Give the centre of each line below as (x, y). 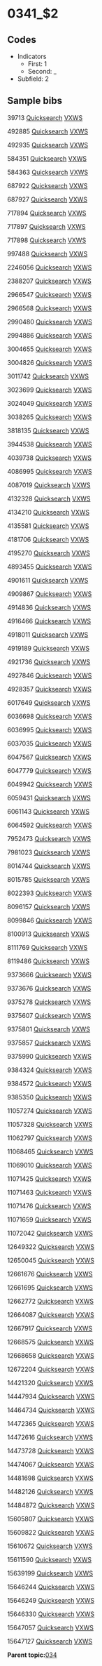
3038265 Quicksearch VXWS (50, 417)
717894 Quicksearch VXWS (47, 213)
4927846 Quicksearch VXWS (50, 675)
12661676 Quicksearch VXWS (50, 1274)
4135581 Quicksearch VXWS (48, 526)
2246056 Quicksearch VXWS (50, 267)
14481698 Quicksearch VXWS (50, 1478)
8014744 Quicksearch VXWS (49, 866)
